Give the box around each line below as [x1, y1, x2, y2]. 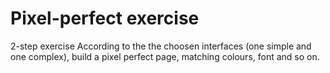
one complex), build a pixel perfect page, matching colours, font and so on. [10, 50, 320, 62]
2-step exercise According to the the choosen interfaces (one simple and [10, 40, 312, 52]
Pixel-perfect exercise [10, 7, 200, 30]
